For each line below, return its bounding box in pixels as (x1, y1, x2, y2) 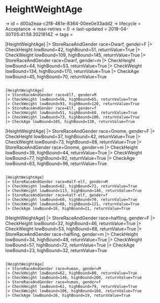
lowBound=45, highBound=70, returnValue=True (5, 73, 107, 79)
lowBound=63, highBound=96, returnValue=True (5, 160, 107, 167)
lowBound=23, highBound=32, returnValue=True (5, 247, 107, 253)
